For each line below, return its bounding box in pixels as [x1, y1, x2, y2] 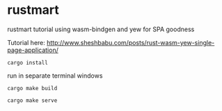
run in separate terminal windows [7, 71, 103, 80]
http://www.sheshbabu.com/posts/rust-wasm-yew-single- [46, 38, 215, 46]
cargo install [7, 59, 49, 66]
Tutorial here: [7, 38, 45, 46]
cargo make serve [7, 96, 58, 104]
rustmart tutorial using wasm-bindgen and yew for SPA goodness [7, 25, 195, 33]
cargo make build [7, 85, 58, 92]
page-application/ [7, 46, 59, 54]
